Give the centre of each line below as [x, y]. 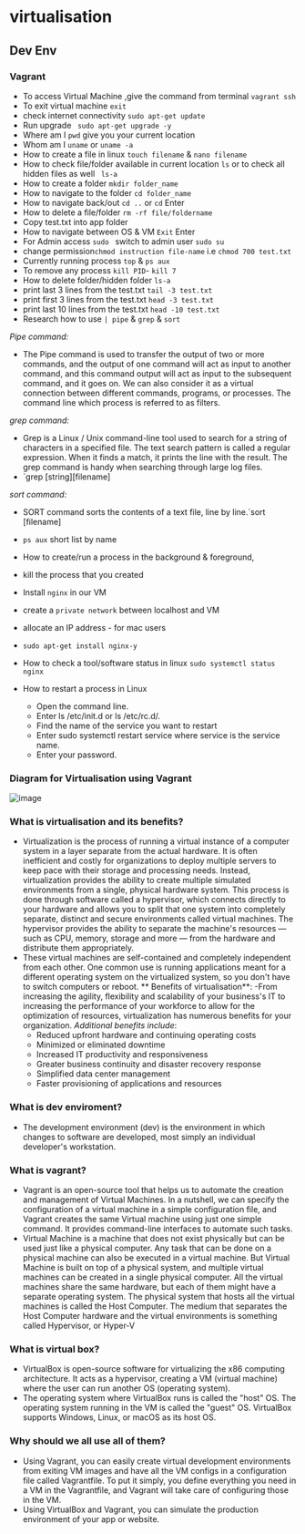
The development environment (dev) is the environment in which [144, 1127]
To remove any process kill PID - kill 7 [99, 270]
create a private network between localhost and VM [121, 610]
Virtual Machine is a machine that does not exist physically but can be [153, 1239]
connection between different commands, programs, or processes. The [157, 393]
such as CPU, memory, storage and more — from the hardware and [149, 938]
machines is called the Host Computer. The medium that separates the [155, 1306]
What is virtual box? [55, 1349]
